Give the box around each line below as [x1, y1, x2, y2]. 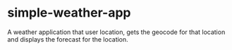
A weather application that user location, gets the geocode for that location [7, 28, 226, 36]
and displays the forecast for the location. [7, 35, 128, 43]
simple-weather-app [7, 5, 131, 21]
